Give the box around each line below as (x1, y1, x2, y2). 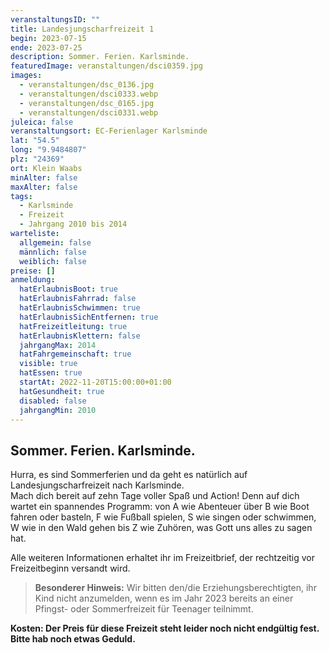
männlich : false (19, 247, 87, 257)
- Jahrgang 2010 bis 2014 (19, 219, 128, 230)
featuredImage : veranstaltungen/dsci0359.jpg (10, 61, 203, 71)
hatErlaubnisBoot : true (19, 284, 118, 295)
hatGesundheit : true (19, 386, 105, 396)
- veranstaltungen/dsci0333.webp (19, 89, 159, 99)
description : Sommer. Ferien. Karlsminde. (10, 52, 190, 62)
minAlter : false (10, 172, 78, 183)
